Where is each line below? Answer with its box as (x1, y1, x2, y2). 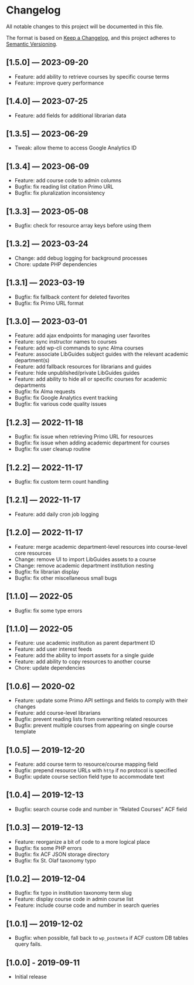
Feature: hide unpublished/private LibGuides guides (14, 369, 140, 376)
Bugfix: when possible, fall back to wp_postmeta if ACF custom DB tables (14, 935, 189, 942)
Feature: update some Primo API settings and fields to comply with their (14, 697, 188, 704)
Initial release (14, 973, 47, 980)
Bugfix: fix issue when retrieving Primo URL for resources (14, 433, 154, 440)
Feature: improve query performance (14, 79, 104, 86)
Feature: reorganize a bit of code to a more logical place (14, 838, 151, 845)
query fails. (14, 940, 42, 947)
